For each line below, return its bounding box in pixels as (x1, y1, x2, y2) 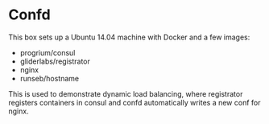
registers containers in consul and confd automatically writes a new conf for (8, 97, 261, 107)
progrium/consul (19, 48, 76, 57)
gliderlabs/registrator (19, 56, 91, 66)
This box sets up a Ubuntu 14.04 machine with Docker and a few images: (8, 32, 250, 42)
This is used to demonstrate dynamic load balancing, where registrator (8, 89, 243, 98)
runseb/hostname (19, 73, 79, 83)
